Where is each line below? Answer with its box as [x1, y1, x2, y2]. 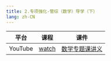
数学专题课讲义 [61, 45, 103, 53]
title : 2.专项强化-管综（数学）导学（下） [6, 8, 98, 15]
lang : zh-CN [6, 14, 35, 20]
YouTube [9, 44, 33, 52]
